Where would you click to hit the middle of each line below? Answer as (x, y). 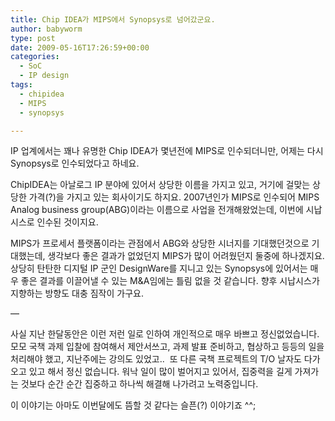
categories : (35, 57)
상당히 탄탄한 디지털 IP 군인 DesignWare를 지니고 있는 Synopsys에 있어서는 (159, 268)
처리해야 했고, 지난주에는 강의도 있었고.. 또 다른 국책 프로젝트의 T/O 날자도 (156, 359)
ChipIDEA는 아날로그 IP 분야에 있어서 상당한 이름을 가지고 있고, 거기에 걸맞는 (160, 185)
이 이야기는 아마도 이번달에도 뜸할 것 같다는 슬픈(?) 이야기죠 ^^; (133, 405)
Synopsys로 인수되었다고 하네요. (75, 163)
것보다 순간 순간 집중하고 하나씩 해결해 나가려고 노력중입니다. (139, 384)
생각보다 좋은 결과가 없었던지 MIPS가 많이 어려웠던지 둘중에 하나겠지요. (186, 256)
